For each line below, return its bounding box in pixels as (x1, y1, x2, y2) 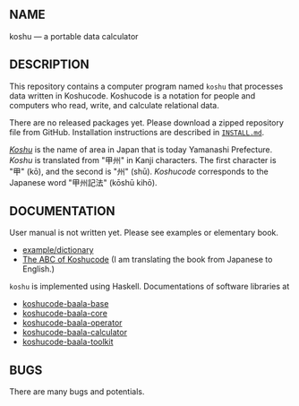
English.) (21, 263, 56, 274)
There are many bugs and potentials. (9, 386, 145, 397)
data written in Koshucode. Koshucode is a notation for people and (9, 90, 256, 101)
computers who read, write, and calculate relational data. (9, 99, 219, 110)
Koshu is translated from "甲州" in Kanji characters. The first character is (9, 154, 277, 165)
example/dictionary (21, 245, 94, 255)
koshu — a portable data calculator (9, 30, 139, 41)
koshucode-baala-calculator (21, 327, 128, 338)
